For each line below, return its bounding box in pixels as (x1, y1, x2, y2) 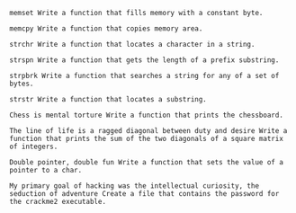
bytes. (9, 79, 34, 88)
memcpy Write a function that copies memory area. (9, 24, 203, 33)
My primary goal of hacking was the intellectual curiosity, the (9, 182, 259, 191)
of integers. (9, 142, 58, 151)
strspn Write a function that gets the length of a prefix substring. (9, 56, 280, 65)
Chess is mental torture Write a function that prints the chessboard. (9, 111, 283, 120)
